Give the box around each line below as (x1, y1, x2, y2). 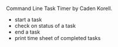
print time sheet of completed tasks (14, 35, 101, 41)
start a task (14, 16, 42, 23)
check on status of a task (14, 23, 76, 29)
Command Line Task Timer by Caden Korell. (6, 5, 113, 12)
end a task (14, 28, 41, 35)
